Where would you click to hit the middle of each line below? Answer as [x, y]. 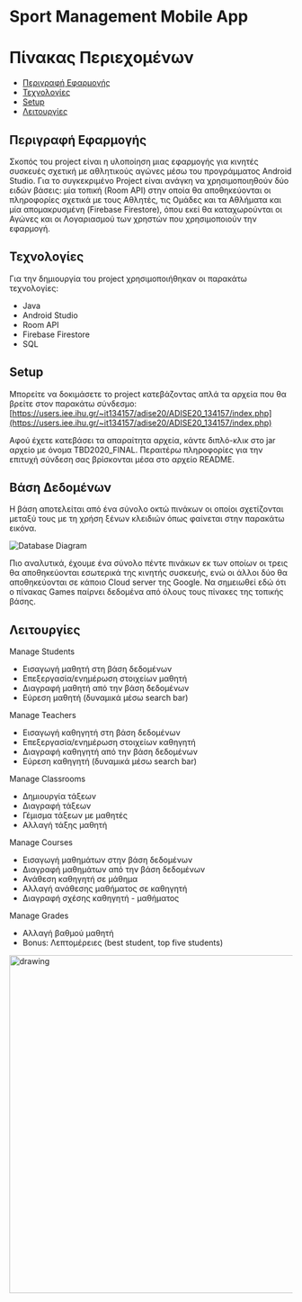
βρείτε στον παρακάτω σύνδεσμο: [73, 404]
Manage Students [42, 651]
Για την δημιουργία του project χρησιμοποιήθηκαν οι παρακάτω [128, 278]
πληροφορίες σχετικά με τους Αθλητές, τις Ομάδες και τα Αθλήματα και [145, 199]
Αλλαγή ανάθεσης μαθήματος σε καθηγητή [105, 888]
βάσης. [22, 602]
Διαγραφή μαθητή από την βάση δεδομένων [106, 688]
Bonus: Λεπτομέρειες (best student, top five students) [123, 942]
